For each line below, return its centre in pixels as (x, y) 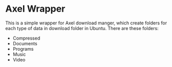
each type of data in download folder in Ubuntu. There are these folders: (82, 28)
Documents (25, 43)
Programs (23, 49)
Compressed (26, 38)
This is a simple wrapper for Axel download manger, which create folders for (86, 23)
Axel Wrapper (35, 9)
